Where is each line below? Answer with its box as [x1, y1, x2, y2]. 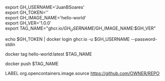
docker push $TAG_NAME [5, 61, 59, 67]
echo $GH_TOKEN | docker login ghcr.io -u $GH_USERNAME [5, 36, 130, 42]
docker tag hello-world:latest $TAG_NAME [5, 51, 92, 57]
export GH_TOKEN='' [5, 9, 49, 15]
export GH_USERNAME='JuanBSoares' [5, 4, 85, 10]
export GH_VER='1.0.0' [5, 20, 51, 26]
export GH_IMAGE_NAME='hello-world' [5, 15, 86, 20]
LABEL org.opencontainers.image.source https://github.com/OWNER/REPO [5, 70, 160, 76]
